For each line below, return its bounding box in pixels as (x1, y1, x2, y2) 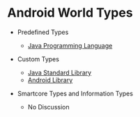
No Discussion (27, 102, 70, 111)
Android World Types (7, 5, 134, 21)
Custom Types (17, 54, 59, 63)
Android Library (27, 75, 73, 84)
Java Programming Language (27, 41, 113, 49)
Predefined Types (17, 28, 69, 36)
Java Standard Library (27, 68, 92, 77)
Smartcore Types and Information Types (17, 89, 134, 97)
